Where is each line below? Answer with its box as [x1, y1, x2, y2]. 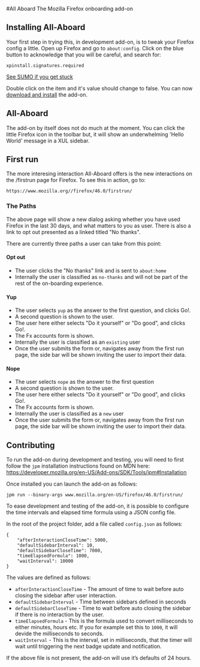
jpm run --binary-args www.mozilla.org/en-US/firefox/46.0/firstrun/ [6, 492, 184, 498]
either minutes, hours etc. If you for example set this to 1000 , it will [14, 624, 178, 631]
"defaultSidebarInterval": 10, [17, 542, 95, 548]
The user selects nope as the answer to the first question [14, 378, 154, 386]
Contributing [6, 440, 55, 450]
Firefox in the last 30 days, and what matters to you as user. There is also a [6, 222, 192, 229]
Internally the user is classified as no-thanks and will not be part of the [14, 273, 188, 280]
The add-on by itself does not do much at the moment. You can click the [6, 124, 185, 131]
